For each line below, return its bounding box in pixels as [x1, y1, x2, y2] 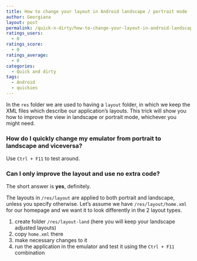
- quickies [11, 85, 38, 91]
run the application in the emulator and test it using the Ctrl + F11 [14, 243, 175, 250]
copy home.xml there [14, 231, 63, 238]
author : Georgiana [6, 14, 51, 20]
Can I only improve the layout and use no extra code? [6, 170, 160, 178]
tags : [6, 74, 19, 80]
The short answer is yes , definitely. [6, 183, 91, 190]
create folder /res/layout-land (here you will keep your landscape [14, 218, 175, 225]
